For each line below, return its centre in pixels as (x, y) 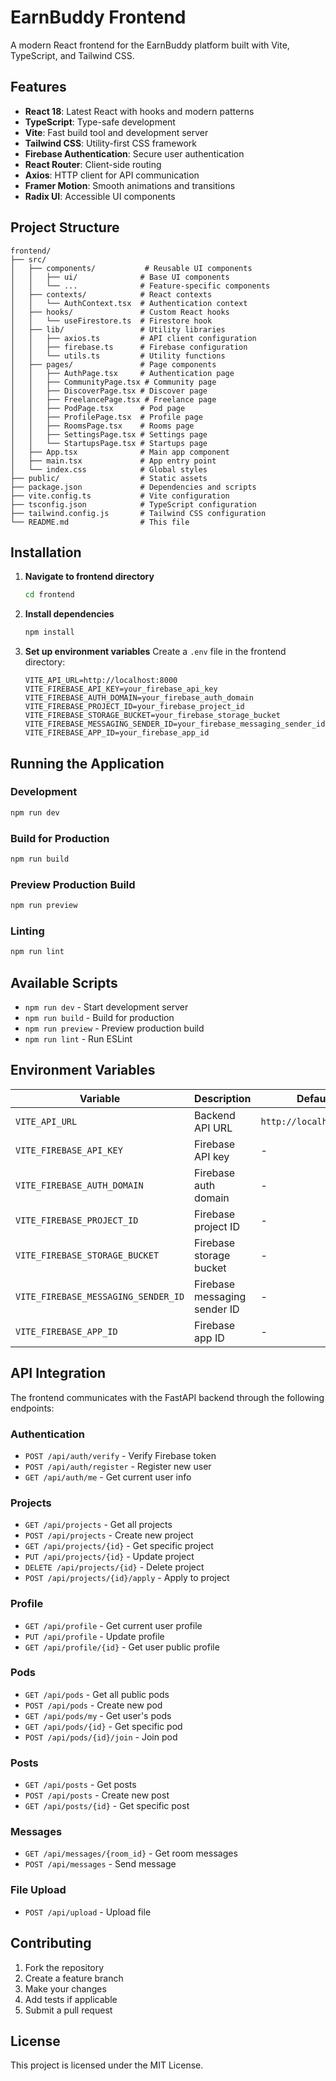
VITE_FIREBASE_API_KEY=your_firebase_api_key (121, 689)
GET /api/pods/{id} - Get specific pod (103, 1726)
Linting (27, 931)
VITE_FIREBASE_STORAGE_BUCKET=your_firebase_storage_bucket (152, 716)
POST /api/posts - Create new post (97, 1795)
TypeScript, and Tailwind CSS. (72, 55)
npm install (49, 632)
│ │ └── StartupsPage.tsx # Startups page (109, 443)
